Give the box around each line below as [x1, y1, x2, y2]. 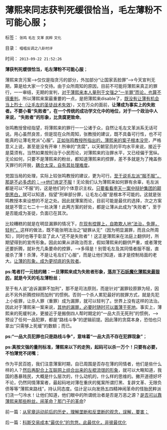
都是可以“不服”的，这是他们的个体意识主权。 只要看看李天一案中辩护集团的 [5, 185, 158, 191]
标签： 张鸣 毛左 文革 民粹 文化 [5, 34, 62, 40]
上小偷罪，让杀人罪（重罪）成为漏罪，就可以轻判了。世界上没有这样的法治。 [5, 297, 162, 304]
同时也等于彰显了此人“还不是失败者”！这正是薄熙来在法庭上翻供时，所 [15, 233, 160, 239]
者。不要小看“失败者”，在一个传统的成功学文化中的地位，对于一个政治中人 [5, 108, 158, 114]
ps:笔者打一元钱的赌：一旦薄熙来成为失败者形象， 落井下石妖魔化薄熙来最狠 [5, 269, 160, 275]
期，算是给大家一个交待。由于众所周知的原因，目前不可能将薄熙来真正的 [5, 83, 153, 89]
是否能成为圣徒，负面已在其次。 [5, 210, 71, 216]
